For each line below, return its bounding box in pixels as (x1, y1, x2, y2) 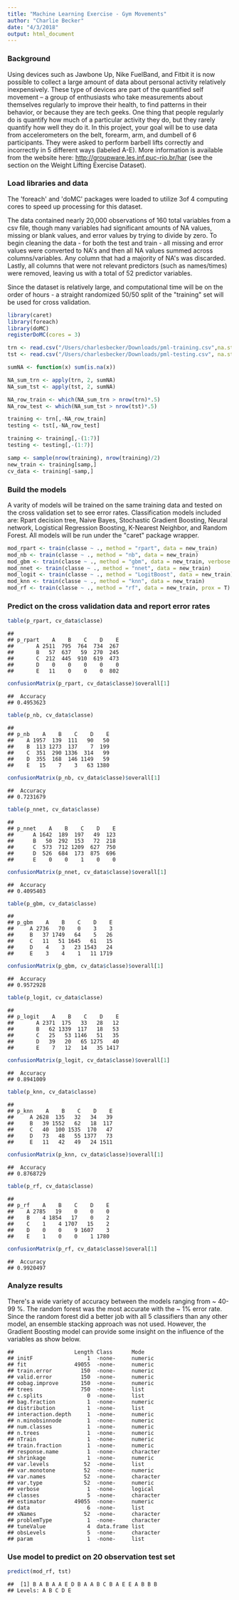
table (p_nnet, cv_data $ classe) (7, 806, 100, 813)
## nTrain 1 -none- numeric (7, 1436, 154, 1443)
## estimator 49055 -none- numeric (7, 1498, 154, 1505)
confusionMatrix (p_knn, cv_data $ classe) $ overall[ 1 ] (7, 1151, 164, 1158)
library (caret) (7, 311, 53, 319)
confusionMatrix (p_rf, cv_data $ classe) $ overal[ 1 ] (7, 1245, 158, 1253)
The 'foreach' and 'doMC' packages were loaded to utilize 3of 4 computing (7, 194, 228, 203)
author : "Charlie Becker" (7, 17, 84, 24)
